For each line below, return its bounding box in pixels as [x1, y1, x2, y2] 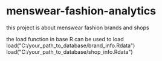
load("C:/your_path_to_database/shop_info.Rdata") [6, 48, 133, 55]
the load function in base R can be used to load [6, 35, 124, 42]
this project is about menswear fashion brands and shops [6, 24, 149, 31]
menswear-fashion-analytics [6, 4, 156, 18]
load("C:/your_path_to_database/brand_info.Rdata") [6, 42, 135, 49]
